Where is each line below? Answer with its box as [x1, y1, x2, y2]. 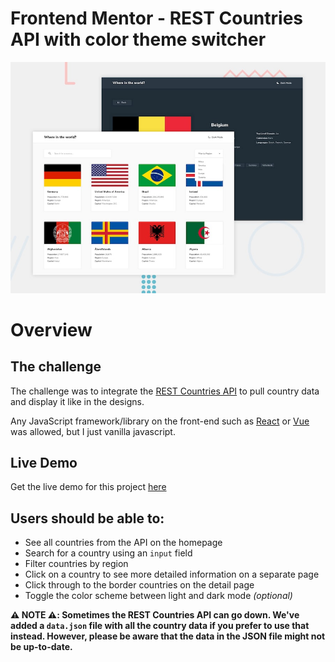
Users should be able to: [10, 510, 165, 527]
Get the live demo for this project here [10, 481, 167, 493]
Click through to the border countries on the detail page [24, 579, 255, 591]
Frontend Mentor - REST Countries [10, 7, 304, 30]
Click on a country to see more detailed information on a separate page [24, 568, 320, 581]
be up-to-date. [10, 641, 73, 653]
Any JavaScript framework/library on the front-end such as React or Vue [10, 415, 310, 427]
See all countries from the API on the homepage [24, 537, 223, 549]
